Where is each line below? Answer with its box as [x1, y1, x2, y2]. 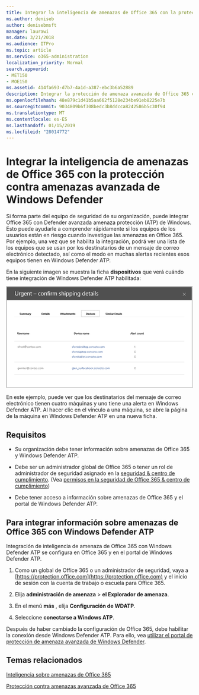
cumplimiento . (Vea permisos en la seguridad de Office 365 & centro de [14, 476, 190, 483]
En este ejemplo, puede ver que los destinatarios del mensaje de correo [6, 394, 182, 401]
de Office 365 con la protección [6, 168, 165, 181]
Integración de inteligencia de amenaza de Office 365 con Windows [6, 542, 172, 549]
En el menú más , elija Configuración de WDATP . [14, 602, 136, 609]
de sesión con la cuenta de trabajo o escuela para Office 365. [14, 579, 166, 586]
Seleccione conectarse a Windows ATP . [14, 614, 114, 621]
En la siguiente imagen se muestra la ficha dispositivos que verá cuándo [6, 268, 184, 276]
